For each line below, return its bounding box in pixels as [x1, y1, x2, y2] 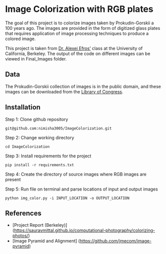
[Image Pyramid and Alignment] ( [12, 238, 80, 244]
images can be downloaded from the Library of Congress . [5, 88, 124, 95]
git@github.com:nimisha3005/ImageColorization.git [5, 126, 112, 131]
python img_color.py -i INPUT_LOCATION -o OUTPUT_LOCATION [5, 195, 130, 200]
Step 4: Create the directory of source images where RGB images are [5, 171, 147, 177]
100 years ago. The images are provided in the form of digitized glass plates [5, 25, 161, 31]
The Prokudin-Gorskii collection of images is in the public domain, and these [5, 83, 161, 89]
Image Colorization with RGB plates [5, 3, 154, 15]
